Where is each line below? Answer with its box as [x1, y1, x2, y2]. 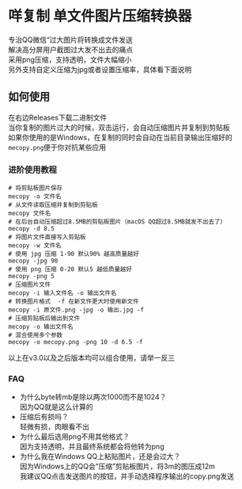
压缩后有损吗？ [19, 412, 69, 422]
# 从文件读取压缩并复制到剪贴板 [8, 201, 98, 209]
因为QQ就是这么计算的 [19, 402, 93, 412]
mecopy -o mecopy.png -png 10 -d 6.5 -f [8, 338, 144, 346]
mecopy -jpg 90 [8, 257, 59, 266]
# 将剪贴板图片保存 [8, 184, 63, 193]
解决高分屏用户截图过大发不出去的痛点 [8, 44, 133, 54]
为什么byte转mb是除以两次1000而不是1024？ [19, 392, 167, 402]
